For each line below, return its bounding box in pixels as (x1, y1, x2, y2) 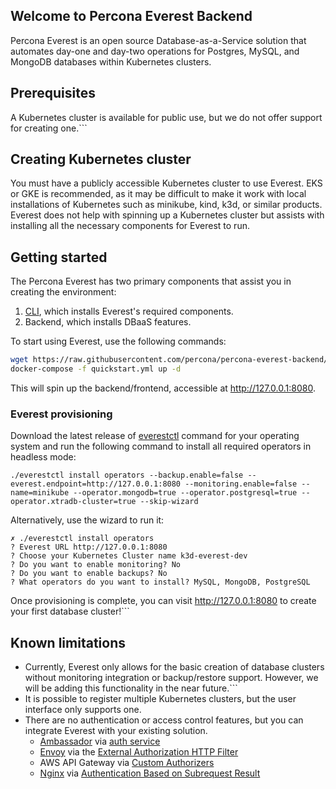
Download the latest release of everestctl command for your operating (10, 430, 300, 442)
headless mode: (10, 451, 77, 463)
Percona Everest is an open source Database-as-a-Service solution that (10, 34, 307, 46)
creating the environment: (10, 286, 117, 298)
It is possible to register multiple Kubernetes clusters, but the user (24, 693, 297, 705)
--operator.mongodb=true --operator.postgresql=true (73, 488, 298, 498)
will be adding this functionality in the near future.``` (24, 682, 238, 694)
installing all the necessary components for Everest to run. (10, 220, 250, 232)
